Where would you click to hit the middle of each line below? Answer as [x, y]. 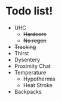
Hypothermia [39, 79]
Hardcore [35, 34]
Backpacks [28, 91]
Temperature [30, 72]
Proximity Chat [33, 66]
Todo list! [29, 11]
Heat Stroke [38, 85]
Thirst [22, 53]
